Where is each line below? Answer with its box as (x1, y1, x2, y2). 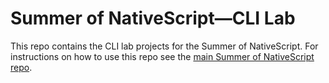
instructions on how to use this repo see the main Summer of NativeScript (10, 50, 315, 62)
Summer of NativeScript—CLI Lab (10, 7, 296, 30)
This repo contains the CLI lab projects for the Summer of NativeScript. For (10, 40, 319, 52)
